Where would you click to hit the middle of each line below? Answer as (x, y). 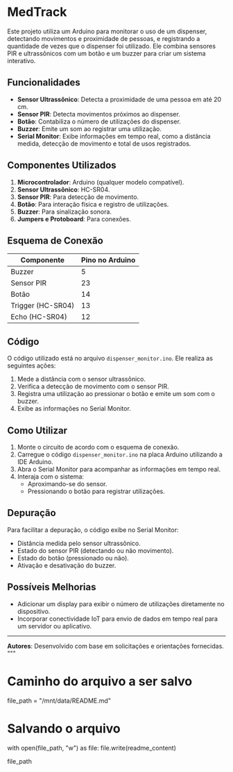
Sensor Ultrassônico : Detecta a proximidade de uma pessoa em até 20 (119, 99)
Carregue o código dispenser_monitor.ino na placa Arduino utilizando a (120, 454)
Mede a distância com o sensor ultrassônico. (81, 379)
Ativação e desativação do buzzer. (67, 565)
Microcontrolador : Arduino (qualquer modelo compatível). (101, 182)
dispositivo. (34, 611)
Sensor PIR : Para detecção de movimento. (78, 197)
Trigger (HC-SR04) (43, 306)
